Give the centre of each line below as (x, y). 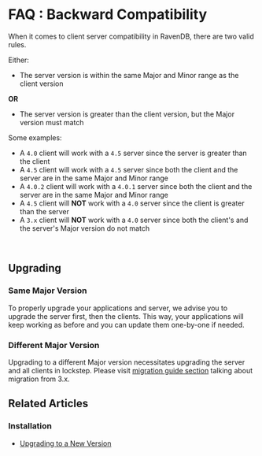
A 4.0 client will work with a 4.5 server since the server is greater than (133, 153)
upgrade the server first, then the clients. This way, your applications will (126, 316)
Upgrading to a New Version (65, 443)
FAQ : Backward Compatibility (108, 15)
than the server (44, 211)
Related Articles (48, 404)
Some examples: (35, 137)
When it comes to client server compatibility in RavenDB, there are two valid (131, 36)
